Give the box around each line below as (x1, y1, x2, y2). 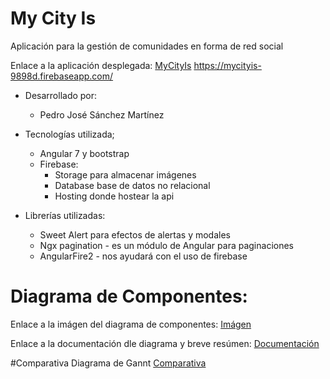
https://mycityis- (193, 59, 262, 71)
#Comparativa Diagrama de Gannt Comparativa (10, 357, 207, 369)
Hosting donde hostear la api (54, 190, 175, 202)
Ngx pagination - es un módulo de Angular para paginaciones (39, 239, 294, 251)
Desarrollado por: (24, 89, 98, 101)
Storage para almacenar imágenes (54, 168, 197, 181)
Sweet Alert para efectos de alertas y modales (39, 228, 231, 241)
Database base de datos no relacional (54, 179, 211, 191)
